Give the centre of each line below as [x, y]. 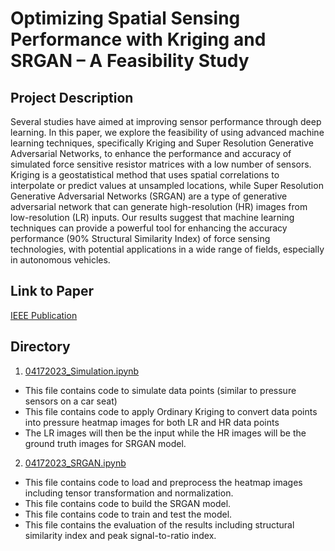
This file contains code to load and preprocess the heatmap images [163, 482]
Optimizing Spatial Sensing [125, 18]
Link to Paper [52, 291]
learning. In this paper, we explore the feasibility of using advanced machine [167, 132]
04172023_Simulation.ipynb [82, 371]
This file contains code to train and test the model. [128, 514]
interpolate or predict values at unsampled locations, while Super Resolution [167, 185]
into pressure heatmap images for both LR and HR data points [152, 422]
